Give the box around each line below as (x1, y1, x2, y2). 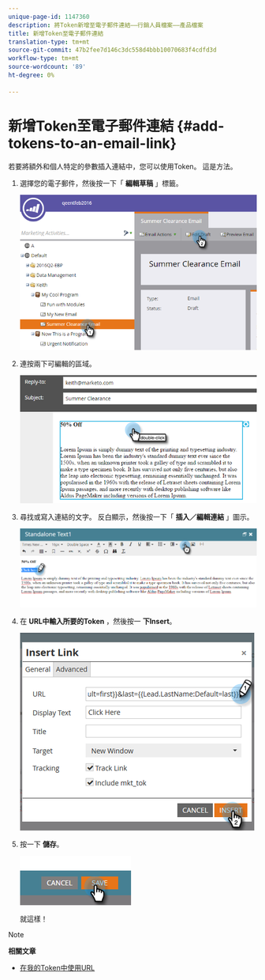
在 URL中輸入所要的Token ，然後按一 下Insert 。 (19, 616, 177, 626)
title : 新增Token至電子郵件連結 (8, 29, 104, 37)
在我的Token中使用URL (19, 963, 95, 972)
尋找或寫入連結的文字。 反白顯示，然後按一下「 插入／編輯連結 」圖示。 (19, 512, 254, 521)
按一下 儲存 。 (19, 839, 64, 849)
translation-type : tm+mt (8, 38, 90, 46)
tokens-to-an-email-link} (8, 134, 177, 152)
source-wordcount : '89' (8, 63, 87, 71)
